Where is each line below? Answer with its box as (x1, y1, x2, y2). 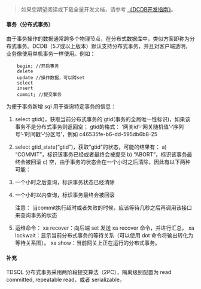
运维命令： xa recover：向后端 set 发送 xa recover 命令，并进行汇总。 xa (14, 224, 194, 231)
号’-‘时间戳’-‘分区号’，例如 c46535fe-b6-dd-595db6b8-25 (14, 131, 158, 138)
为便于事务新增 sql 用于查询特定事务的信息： (6, 103, 117, 110)
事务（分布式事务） (6, 20, 54, 28)
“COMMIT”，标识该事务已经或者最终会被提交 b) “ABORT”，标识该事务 (14, 151, 187, 158)
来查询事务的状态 (14, 212, 57, 219)
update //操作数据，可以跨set (17, 75, 85, 81)
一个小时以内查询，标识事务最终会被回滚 (14, 191, 115, 198)
